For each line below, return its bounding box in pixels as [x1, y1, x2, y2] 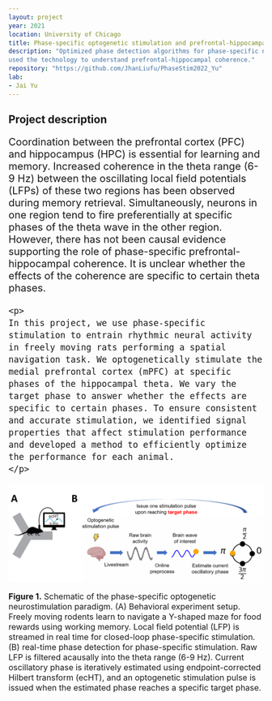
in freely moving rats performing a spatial [8, 342, 227, 353]
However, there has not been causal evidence [8, 233, 227, 247]
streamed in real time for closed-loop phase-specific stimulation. [8, 631, 256, 643]
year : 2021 [8, 21, 45, 30]
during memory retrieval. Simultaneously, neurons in [8, 196, 257, 210]
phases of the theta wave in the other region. [8, 221, 223, 234]
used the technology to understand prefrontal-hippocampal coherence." [8, 56, 255, 64]
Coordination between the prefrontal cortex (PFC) [8, 135, 245, 149]
